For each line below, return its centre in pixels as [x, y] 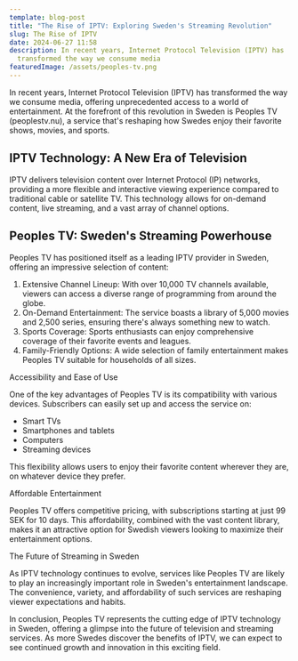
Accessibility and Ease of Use [64, 377]
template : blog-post [48, 17]
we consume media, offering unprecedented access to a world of [129, 101]
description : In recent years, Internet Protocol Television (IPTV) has [147, 51]
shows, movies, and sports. [60, 130]
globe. [34, 302]
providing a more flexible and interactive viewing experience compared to [144, 189]
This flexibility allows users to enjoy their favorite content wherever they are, [149, 466]
